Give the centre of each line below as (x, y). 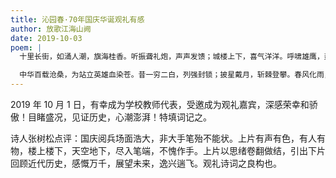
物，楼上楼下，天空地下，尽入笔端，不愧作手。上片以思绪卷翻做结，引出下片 (168, 150)
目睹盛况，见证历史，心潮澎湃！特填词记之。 (119, 117)
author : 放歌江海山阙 (51, 29)
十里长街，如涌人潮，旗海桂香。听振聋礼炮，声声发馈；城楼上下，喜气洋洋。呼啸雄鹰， (172, 57)
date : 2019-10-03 (46, 38)
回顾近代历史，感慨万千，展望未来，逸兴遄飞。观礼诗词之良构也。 (146, 163)
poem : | (26, 47)
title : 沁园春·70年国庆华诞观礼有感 (77, 19)
